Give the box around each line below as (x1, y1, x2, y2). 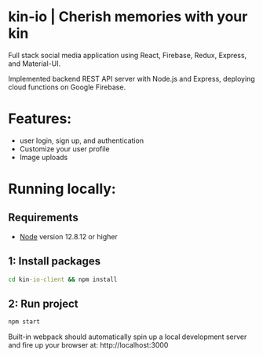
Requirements (8, 211, 79, 224)
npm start (8, 318, 41, 326)
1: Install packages (8, 255, 101, 268)
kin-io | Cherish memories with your (8, 8, 248, 26)
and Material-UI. (8, 59, 61, 68)
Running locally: (8, 180, 116, 198)
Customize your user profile (19, 144, 110, 153)
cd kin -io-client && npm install (8, 275, 118, 283)
